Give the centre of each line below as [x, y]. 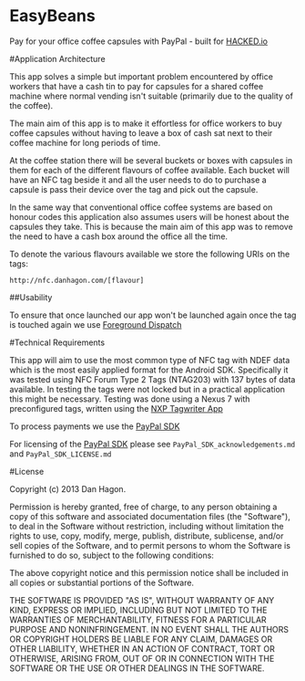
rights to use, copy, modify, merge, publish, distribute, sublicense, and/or [147, 536]
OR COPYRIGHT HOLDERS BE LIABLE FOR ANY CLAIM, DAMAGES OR [141, 639]
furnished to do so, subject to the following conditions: [112, 555]
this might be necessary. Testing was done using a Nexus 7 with [130, 399]
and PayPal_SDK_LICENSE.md [61, 454]
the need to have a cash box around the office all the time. [119, 236]
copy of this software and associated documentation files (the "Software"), [150, 516]
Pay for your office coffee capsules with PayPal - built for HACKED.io [139, 41]
